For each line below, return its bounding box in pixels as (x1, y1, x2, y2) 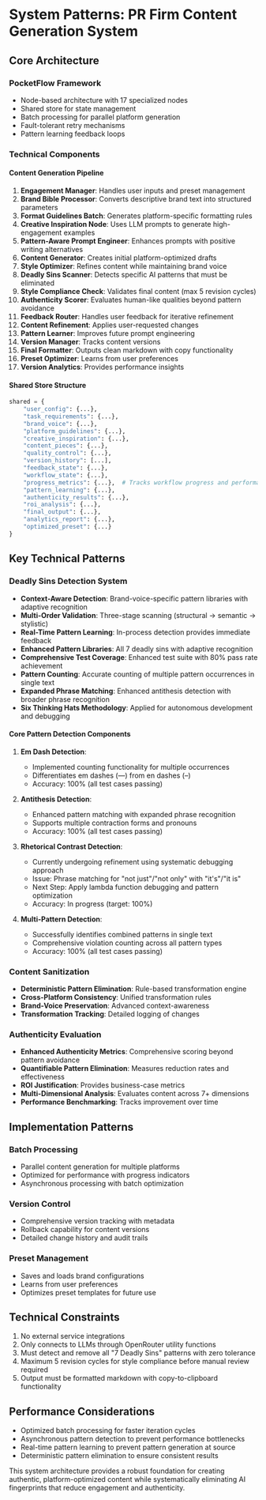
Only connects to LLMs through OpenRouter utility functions (20, 1340, 216, 1349)
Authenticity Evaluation (9, 1029, 102, 1040)
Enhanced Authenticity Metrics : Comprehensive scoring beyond (20, 1047, 234, 1057)
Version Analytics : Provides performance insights (20, 362, 185, 371)
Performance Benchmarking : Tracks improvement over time (20, 1097, 219, 1107)
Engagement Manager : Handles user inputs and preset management (20, 186, 245, 195)
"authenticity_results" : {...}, (23, 493, 129, 501)
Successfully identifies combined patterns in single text (32, 929, 213, 939)
